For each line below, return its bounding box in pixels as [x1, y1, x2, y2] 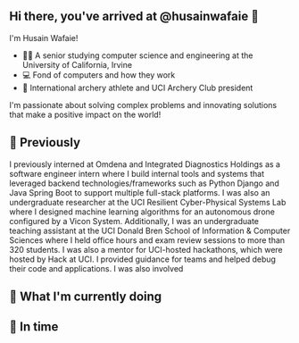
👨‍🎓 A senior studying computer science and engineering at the [21, 50, 253, 61]
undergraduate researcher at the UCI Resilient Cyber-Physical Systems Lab [9, 197, 287, 207]
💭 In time [9, 319, 59, 335]
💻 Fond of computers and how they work [21, 69, 176, 80]
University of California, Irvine [21, 59, 132, 70]
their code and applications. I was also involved [9, 263, 184, 273]
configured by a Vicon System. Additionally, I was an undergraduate [9, 215, 259, 226]
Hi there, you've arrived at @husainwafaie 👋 [9, 9, 259, 24]
